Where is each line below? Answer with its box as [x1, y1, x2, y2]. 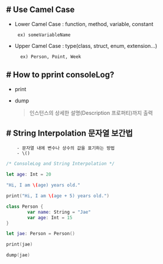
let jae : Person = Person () [6, 231, 76, 237]
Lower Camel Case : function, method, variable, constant [14, 20, 154, 27]
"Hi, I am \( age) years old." [6, 182, 81, 188]
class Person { [6, 204, 44, 210]
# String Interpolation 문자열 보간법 [6, 128, 133, 139]
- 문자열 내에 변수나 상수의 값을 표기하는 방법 [17, 145, 115, 152]
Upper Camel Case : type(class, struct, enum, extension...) [14, 42, 158, 49]
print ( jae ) [6, 242, 33, 247]
